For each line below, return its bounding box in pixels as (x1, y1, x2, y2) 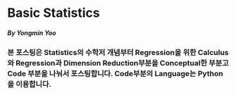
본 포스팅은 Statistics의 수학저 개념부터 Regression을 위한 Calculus (7, 48, 229, 58)
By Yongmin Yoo (7, 28, 56, 37)
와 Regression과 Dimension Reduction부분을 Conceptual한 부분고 (7, 58, 229, 68)
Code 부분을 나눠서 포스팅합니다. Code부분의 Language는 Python (7, 69, 223, 79)
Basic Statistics (7, 5, 100, 21)
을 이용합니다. (7, 80, 51, 89)
